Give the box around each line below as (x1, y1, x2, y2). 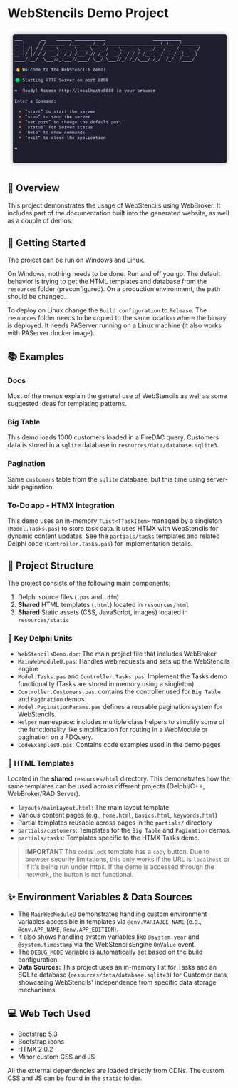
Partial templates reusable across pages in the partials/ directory (17, 818, 212, 827)
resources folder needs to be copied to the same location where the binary (7, 314, 227, 322)
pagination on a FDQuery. (17, 733, 93, 741)
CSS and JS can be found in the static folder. (7, 1074, 143, 1082)
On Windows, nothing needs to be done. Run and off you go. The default (7, 270, 221, 278)
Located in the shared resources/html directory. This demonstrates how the (7, 774, 230, 783)
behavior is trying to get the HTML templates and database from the (7, 277, 207, 286)
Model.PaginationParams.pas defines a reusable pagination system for (17, 703, 223, 711)
